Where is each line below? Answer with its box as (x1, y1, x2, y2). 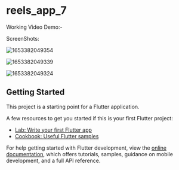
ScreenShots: (6, 35, 40, 42)
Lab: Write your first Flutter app (14, 126, 92, 133)
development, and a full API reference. (6, 157, 101, 164)
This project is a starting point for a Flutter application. (6, 103, 140, 110)
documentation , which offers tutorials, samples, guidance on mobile (6, 150, 173, 157)
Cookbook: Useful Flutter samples (14, 132, 99, 139)
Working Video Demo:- (6, 23, 63, 31)
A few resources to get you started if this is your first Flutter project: (6, 114, 173, 122)
